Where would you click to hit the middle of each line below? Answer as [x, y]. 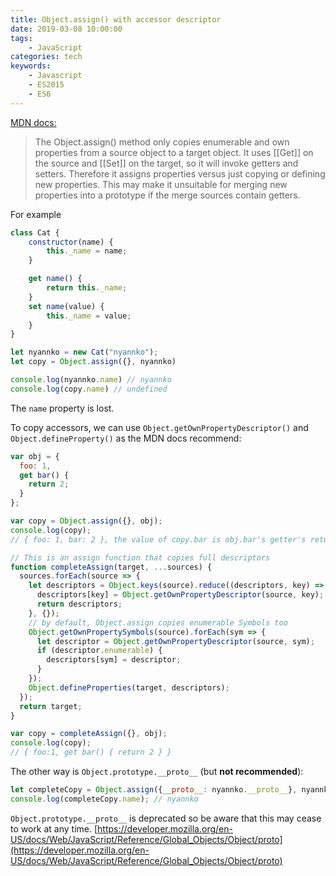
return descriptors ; [79, 604]
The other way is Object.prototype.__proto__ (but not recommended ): [157, 771]
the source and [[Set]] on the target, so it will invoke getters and [166, 163]
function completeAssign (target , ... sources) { [111, 567]
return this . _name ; [87, 288]
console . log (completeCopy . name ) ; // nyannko [104, 799]
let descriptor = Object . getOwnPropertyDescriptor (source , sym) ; [175, 641]
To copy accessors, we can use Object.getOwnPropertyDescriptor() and [159, 427]
